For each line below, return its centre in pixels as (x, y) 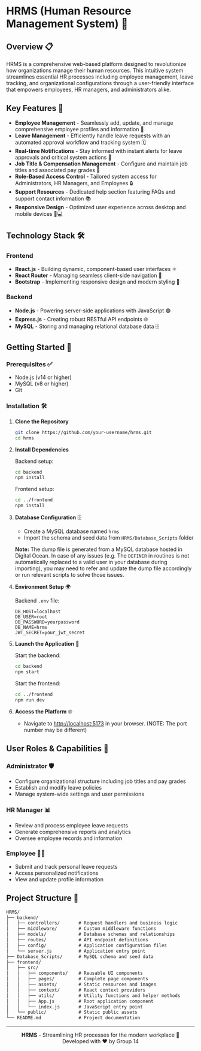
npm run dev (30, 700)
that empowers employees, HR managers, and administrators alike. (89, 89)
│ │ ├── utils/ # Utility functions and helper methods (93, 996)
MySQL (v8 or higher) (42, 384)
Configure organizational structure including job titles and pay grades (100, 781)
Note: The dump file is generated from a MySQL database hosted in (98, 549)
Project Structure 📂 (42, 898)
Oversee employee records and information (68, 838)
